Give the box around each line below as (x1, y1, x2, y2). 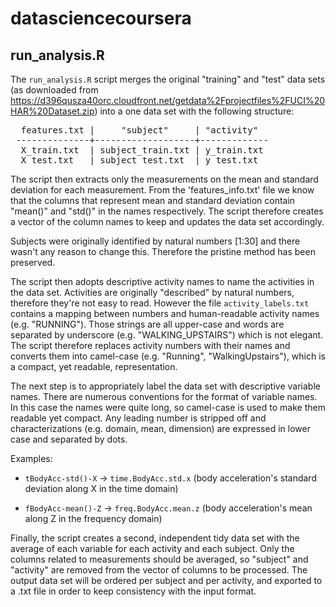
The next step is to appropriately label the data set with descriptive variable (10, 380, 321, 392)
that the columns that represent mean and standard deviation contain (10, 195, 296, 206)
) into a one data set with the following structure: (94, 105, 295, 117)
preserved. (10, 257, 56, 268)
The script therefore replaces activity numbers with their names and (10, 340, 291, 351)
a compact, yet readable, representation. (10, 361, 178, 372)
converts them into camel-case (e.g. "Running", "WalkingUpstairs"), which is (10, 350, 326, 362)
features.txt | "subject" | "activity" (20, 125, 259, 136)
